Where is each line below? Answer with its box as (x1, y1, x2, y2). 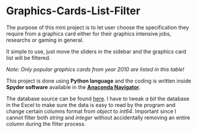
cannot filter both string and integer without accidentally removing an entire (6, 114, 190, 121)
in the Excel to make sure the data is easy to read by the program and (6, 101, 176, 108)
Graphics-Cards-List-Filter (6, 4, 141, 18)
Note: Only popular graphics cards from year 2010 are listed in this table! (6, 65, 185, 72)
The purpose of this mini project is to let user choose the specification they (6, 24, 189, 31)
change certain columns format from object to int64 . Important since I (6, 107, 176, 115)
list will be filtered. (6, 54, 51, 61)
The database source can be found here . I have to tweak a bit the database (6, 95, 190, 102)
